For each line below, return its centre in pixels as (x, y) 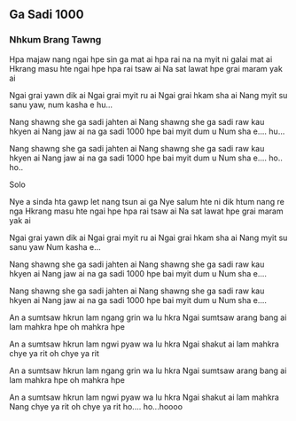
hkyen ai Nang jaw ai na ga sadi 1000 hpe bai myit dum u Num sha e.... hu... (147, 131)
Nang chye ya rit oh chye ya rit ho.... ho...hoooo (96, 406)
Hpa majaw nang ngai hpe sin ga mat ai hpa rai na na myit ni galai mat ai (141, 59)
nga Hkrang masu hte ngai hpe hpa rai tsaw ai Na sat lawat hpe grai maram (146, 211)
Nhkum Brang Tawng (55, 40)
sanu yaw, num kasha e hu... (61, 105)
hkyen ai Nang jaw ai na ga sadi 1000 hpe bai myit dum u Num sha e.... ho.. (146, 158)
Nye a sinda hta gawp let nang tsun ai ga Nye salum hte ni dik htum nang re (147, 201)
